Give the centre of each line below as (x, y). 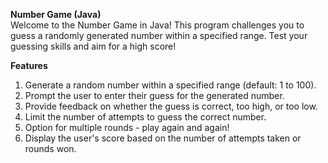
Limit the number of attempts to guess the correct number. (145, 117)
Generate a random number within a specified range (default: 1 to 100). (170, 85)
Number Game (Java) (56, 14)
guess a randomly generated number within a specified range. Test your (159, 35)
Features (29, 65)
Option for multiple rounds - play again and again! (127, 127)
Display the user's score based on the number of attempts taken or (163, 138)
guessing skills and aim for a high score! (93, 46)
